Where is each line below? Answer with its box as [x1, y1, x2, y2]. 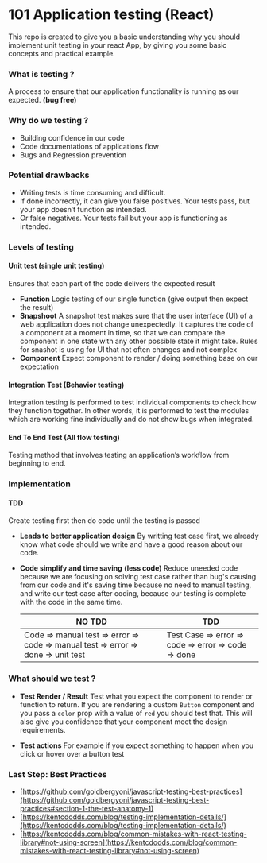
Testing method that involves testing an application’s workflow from [8, 451, 230, 460]
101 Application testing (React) [8, 6, 215, 24]
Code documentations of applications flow [19, 141, 159, 151]
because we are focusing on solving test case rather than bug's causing [19, 572, 257, 582]
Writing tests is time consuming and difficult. [19, 188, 166, 197]
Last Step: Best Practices [8, 768, 107, 780]
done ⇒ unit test [23, 649, 86, 660]
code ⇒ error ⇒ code [166, 640, 247, 651]
